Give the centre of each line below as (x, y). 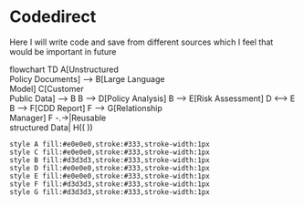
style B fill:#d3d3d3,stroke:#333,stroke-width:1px (110, 160)
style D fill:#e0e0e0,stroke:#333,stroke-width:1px (110, 168)
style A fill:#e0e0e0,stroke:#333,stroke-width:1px (110, 144)
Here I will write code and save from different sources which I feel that (142, 42)
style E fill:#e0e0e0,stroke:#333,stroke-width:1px (110, 176)
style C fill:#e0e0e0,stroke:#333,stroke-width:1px (110, 152)
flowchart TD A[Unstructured (64, 69)
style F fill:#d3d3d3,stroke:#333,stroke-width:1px (110, 184)
